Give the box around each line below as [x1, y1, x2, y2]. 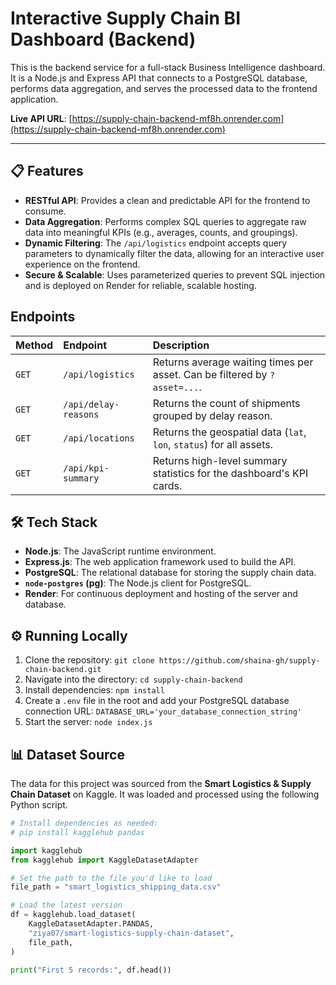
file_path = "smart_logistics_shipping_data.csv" [10, 882, 222, 892]
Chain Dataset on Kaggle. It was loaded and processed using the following [10, 788, 320, 800]
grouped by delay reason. [152, 408, 273, 422]
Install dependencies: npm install [24, 684, 165, 696]
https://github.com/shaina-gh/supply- [158, 656, 321, 666]
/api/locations [63, 432, 135, 444]
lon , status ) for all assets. [152, 437, 273, 451]
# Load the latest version [10, 900, 123, 911]
